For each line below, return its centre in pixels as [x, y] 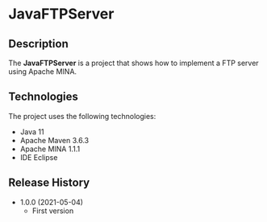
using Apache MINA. [43, 72]
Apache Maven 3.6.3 [54, 140]
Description [38, 44]
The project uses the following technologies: [82, 116]
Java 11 [32, 132]
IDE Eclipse [39, 157]
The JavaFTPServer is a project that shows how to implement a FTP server [134, 63]
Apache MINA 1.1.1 [50, 149]
